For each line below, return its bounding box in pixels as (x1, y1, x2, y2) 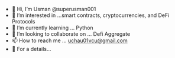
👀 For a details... (11, 46, 51, 52)
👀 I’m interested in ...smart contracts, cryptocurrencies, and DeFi (11, 12, 170, 19)
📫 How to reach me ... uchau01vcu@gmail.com (11, 37, 128, 44)
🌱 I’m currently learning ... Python (11, 24, 93, 31)
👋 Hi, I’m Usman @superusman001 (11, 6, 96, 12)
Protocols (11, 18, 35, 25)
